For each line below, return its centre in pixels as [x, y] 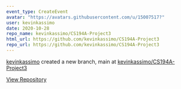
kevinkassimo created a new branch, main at [61, 61]
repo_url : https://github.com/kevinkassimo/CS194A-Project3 [83, 45]
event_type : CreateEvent [37, 12]
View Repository [26, 79]
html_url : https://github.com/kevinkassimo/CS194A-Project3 [83, 39]
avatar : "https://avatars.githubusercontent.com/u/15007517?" [85, 17]
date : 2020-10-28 [28, 28]
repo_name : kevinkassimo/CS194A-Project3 [59, 34]
